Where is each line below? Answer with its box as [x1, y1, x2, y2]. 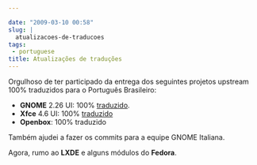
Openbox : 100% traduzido [19, 118, 107, 126]
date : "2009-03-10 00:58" [8, 18, 94, 26]
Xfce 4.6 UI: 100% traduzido [19, 109, 113, 118]
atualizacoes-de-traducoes [15, 33, 105, 41]
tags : [8, 40, 26, 48]
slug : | [8, 25, 34, 34]
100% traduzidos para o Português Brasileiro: [8, 85, 157, 95]
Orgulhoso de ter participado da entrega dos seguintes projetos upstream [8, 77, 250, 86]
